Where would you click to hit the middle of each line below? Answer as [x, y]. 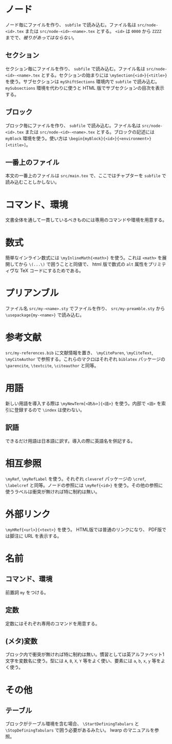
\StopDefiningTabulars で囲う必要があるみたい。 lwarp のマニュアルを [80, 730]
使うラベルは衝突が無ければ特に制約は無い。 [53, 491]
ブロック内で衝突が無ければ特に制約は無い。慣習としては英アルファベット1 [85, 655]
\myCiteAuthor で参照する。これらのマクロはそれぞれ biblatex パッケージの [85, 359]
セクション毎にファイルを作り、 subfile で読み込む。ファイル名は [75, 68]
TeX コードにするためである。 [52, 271]
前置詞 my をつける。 [27, 592]
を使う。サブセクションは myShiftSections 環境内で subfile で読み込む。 [83, 81]
